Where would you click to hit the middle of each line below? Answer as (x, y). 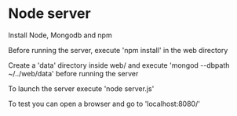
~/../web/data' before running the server (73, 73)
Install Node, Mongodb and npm (60, 35)
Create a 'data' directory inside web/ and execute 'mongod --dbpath (119, 65)
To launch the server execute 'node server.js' (81, 88)
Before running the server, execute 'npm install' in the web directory (118, 50)
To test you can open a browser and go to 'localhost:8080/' (104, 104)
